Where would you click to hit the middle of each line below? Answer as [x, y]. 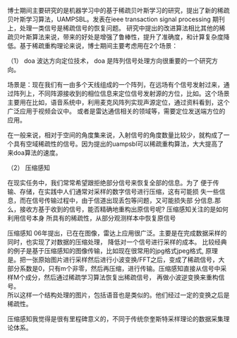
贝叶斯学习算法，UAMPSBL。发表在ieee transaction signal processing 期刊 [116, 19]
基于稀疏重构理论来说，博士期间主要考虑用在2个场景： [99, 46]
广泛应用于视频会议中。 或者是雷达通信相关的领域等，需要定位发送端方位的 [116, 111]
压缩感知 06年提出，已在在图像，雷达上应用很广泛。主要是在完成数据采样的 [117, 233]
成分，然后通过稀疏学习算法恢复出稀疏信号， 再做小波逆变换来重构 [122, 277]
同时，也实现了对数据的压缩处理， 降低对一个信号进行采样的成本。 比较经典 [117, 242]
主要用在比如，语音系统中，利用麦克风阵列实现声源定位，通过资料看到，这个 [119, 102]
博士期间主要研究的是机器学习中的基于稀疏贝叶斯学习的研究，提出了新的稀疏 [119, 10]
